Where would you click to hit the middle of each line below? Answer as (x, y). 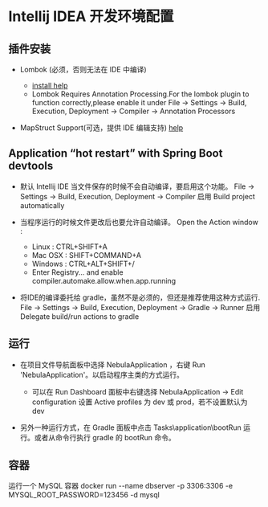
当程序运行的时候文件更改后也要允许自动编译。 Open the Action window (139, 222)
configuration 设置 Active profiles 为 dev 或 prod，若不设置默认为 (140, 402)
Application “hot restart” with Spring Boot (116, 153)
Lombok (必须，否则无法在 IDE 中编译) (83, 70)
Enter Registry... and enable (77, 272)
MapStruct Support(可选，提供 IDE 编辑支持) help (102, 128)
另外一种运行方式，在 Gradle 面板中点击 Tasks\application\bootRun (131, 427)
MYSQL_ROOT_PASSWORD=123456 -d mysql (84, 495)
